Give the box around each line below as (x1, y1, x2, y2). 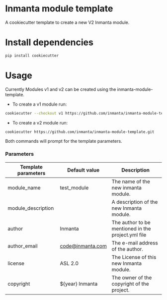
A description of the (111, 198, 158, 205)
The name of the (111, 178, 151, 185)
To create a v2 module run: (12, 120, 68, 125)
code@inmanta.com (60, 242, 107, 249)
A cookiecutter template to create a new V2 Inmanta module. (5, 19, 130, 25)
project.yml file (111, 231, 147, 238)
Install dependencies (5, 37, 93, 48)
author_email (7, 242, 38, 249)
